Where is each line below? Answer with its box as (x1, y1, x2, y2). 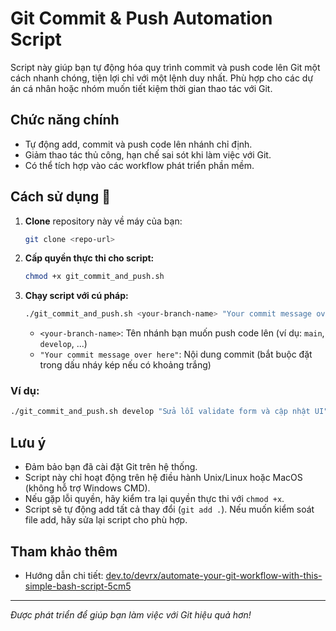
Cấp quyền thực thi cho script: (24, 252, 155, 264)
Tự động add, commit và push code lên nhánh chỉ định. (24, 138, 253, 150)
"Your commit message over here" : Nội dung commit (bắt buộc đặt (39, 348, 313, 361)
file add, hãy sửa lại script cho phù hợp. (24, 514, 188, 526)
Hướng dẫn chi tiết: (24, 569, 104, 581)
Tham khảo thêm (10, 543, 118, 560)
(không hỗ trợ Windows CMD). (24, 482, 151, 494)
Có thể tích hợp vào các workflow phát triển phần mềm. (24, 159, 255, 171)
